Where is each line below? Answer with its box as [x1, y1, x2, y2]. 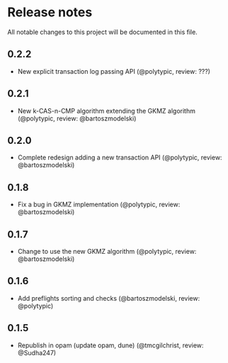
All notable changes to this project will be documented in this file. [7, 28, 198, 36]
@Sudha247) [17, 348, 57, 357]
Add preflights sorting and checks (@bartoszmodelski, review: [17, 294, 200, 302]
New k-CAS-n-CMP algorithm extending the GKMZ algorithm [17, 106, 196, 115]
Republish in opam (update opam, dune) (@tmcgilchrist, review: [17, 341, 204, 350]
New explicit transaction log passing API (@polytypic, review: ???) [17, 67, 211, 75]
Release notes [7, 4, 93, 21]
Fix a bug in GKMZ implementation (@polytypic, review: [17, 200, 181, 209]
